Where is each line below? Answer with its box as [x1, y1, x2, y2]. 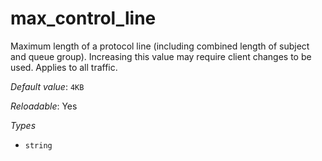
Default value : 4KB [10, 80, 85, 92]
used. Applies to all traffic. [10, 61, 118, 73]
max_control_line [10, 7, 157, 30]
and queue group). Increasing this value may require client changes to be [10, 50, 312, 62]
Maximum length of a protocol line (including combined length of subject [10, 40, 310, 52]
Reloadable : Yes [10, 100, 78, 112]
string [24, 140, 53, 151]
